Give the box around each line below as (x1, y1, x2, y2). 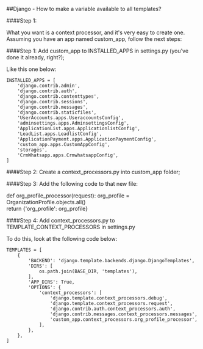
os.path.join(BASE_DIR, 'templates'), (38, 268, 138, 274)
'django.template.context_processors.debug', (49, 295, 168, 301)
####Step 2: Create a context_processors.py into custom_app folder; (6, 168, 180, 175)
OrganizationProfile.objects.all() (6, 199, 86, 205)
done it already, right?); (6, 54, 65, 61)
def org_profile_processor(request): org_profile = (6, 192, 130, 199)
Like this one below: (6, 65, 57, 73)
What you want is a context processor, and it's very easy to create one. (6, 29, 185, 36)
